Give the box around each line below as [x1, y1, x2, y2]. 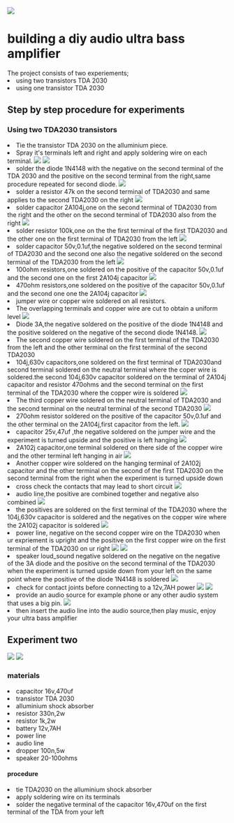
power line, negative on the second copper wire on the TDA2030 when [16, 528, 221, 537]
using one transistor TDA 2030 [16, 83, 105, 92]
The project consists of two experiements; [7, 69, 129, 77]
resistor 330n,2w [16, 709, 65, 717]
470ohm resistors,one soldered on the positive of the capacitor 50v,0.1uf [16, 281, 225, 289]
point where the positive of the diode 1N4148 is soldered [7, 575, 170, 583]
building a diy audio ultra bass [7, 31, 185, 47]
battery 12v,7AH [16, 724, 61, 732]
